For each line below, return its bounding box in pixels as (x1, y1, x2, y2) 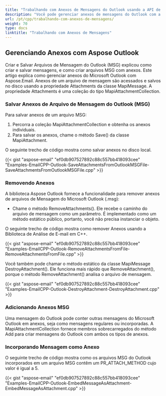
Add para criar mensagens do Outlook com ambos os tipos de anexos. (5, 331, 149, 337)
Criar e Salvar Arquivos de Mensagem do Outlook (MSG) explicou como (5, 62, 152, 67)
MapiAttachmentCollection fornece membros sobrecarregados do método (5, 326, 157, 331)
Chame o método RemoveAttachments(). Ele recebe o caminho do (12, 205, 148, 211)
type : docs (5, 26, 28, 31)
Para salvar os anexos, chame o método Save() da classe (12, 132, 130, 138)
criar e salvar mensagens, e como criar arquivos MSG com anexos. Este (5, 67, 152, 73)
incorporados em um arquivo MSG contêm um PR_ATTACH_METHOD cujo (5, 360, 157, 366)
